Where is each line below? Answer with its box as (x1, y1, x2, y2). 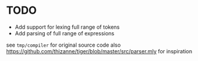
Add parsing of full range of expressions (14, 29, 115, 36)
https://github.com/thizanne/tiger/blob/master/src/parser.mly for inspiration (6, 47, 193, 54)
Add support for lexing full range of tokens (14, 23, 120, 30)
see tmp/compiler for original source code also (6, 41, 121, 48)
